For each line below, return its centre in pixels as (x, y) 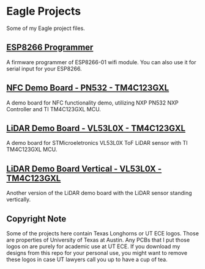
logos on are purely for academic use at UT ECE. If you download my (93, 246)
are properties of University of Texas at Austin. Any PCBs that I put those (98, 240)
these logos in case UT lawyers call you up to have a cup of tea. (87, 259)
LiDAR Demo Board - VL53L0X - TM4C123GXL (96, 128)
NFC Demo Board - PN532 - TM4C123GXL (88, 88)
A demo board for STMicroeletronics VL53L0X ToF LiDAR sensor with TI (97, 143)
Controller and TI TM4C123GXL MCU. (54, 109)
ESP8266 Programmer (50, 47)
